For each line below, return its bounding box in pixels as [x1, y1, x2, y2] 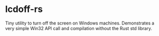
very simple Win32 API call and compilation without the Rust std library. [5, 25, 152, 31]
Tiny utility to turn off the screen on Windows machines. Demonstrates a [5, 20, 154, 26]
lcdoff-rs [5, 3, 43, 15]
